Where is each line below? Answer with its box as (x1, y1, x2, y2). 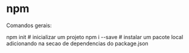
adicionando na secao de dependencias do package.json (6, 40, 149, 47)
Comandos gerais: (6, 22, 53, 29)
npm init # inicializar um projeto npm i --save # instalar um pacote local (6, 33, 184, 40)
